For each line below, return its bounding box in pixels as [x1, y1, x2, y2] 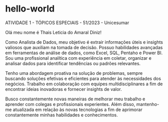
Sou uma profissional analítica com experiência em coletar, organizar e [5, 55, 152, 61]
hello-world [5, 3, 55, 15]
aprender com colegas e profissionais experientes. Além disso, [5, 101, 135, 107]
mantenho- [136, 101, 159, 107]
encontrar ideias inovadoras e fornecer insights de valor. [5, 86, 122, 92]
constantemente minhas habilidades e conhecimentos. [5, 111, 118, 118]
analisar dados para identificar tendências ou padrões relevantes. [5, 60, 141, 66]
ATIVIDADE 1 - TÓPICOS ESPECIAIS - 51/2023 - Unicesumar [5, 20, 129, 26]
